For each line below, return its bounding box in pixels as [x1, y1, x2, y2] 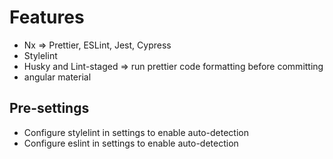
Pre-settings [9, 100, 90, 117]
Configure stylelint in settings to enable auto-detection [23, 126, 249, 138]
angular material [23, 71, 92, 83]
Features [9, 6, 85, 29]
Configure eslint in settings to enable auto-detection [23, 137, 239, 149]
